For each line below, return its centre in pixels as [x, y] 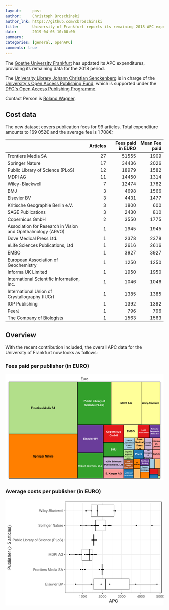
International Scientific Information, [44, 279]
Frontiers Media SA [27, 156]
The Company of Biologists [35, 318]
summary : [14, 37]
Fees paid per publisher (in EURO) [47, 366]
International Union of [30, 291]
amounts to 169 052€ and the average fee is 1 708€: [59, 132]
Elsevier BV [19, 198]
